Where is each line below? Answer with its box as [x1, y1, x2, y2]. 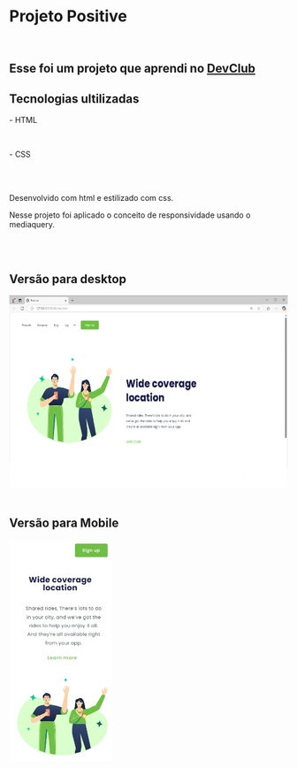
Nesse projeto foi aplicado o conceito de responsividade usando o [9, 210, 251, 220]
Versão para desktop [9, 272, 126, 287]
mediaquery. [9, 219, 56, 230]
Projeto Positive [9, 6, 128, 27]
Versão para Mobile [9, 516, 119, 531]
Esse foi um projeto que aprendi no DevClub [9, 61, 256, 76]
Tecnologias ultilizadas [9, 91, 140, 106]
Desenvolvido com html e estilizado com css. [9, 193, 174, 204]
